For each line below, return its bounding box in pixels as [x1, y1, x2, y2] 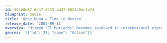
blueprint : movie [5, 12, 41, 17]
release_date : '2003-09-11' [5, 21, 64, 26]
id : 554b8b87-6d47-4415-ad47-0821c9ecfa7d [5, 7, 94, 12]
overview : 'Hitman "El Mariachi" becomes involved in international [5, 26, 150, 31]
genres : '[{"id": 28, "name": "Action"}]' [5, 30, 94, 35]
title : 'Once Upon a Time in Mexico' [5, 16, 83, 21]
